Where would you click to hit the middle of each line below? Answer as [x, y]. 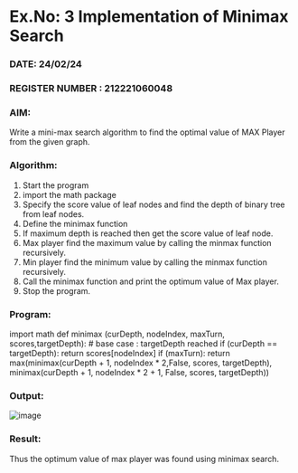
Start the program [56, 185]
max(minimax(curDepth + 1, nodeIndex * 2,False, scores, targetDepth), [141, 363]
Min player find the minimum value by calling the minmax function [145, 262]
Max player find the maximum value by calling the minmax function [147, 242]
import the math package [70, 194]
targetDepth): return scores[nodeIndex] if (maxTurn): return [120, 353]
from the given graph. [50, 142]
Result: [25, 439]
